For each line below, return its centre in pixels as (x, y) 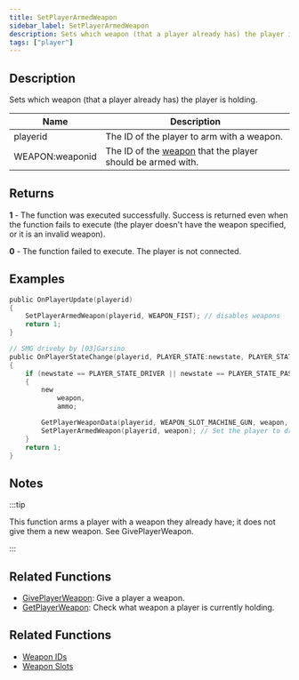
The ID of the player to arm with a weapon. (194, 137)
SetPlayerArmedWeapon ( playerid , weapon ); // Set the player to (161, 431)
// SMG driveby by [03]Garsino (67, 349)
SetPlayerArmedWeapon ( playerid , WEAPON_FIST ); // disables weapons (153, 316)
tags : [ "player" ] (41, 42)
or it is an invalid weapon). (57, 234)
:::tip (17, 505)
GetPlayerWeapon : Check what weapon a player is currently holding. (148, 608)
